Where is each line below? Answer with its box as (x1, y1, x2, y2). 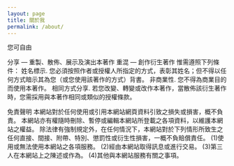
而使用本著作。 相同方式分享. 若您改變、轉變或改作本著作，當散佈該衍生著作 (7, 84, 227, 93)
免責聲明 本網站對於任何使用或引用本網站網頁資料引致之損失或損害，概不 (7, 107, 217, 116)
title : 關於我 (7, 17, 45, 24)
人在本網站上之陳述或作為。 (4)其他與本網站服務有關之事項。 (7, 151, 183, 160)
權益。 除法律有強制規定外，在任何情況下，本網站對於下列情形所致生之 (19, 125, 224, 133)
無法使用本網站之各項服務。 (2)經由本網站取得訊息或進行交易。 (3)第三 (19, 142, 224, 151)
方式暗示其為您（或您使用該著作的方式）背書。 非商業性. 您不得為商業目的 (13, 75, 227, 84)
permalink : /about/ (7, 23, 64, 30)
